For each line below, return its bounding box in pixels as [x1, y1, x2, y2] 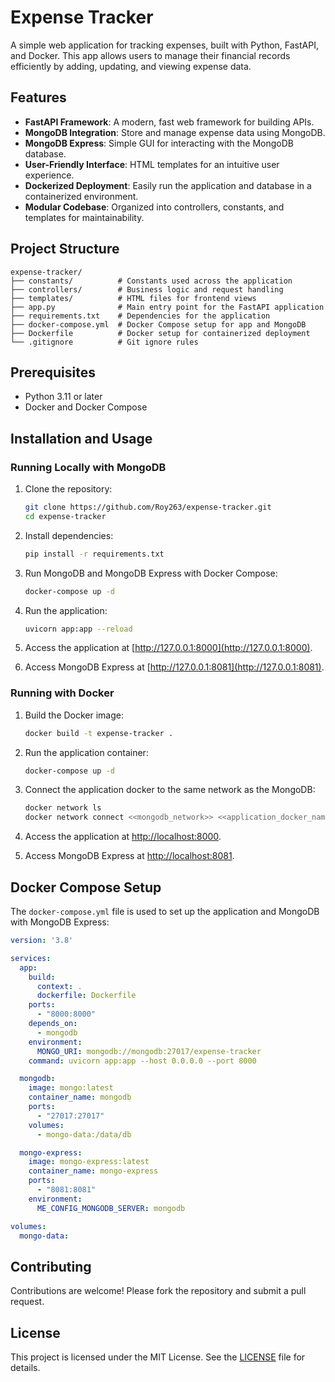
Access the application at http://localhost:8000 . [24, 831, 222, 843]
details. [10, 1362, 41, 1374]
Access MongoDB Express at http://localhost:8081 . [24, 850, 235, 862]
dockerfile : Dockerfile [36, 991, 137, 1001]
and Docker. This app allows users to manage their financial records [10, 49, 291, 61]
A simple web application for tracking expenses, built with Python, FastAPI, [10, 39, 319, 51]
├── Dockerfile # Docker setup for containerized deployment [10, 328, 311, 338]
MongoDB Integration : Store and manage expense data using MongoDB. [24, 126, 326, 138]
